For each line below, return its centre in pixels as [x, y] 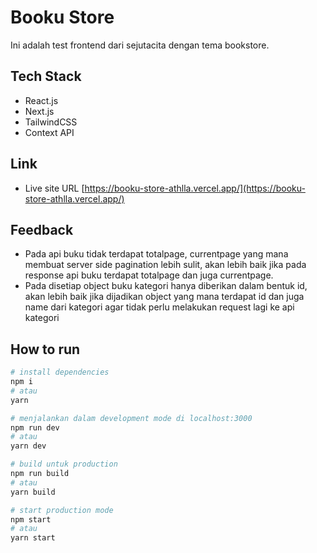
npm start [31, 519]
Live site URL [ [54, 188]
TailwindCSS [51, 122]
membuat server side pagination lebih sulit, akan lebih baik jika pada [165, 265]
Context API [49, 132]
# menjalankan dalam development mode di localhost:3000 [131, 418]
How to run [45, 349]
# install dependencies [60, 372]
